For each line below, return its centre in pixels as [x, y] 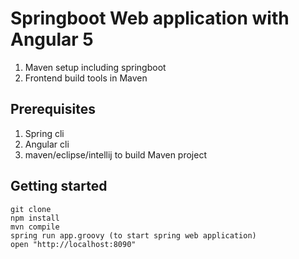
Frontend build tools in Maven [86, 78]
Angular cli [47, 144]
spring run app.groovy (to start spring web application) [133, 235]
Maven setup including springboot [95, 67]
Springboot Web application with [150, 18]
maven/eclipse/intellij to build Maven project [115, 154]
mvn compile [35, 227]
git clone [31, 209]
